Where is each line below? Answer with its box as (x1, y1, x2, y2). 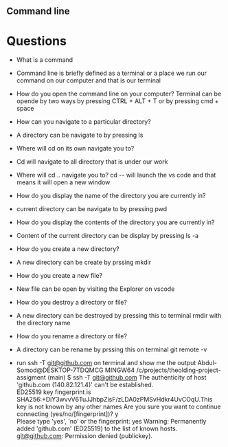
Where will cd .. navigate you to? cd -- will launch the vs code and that (16, 171, 216, 179)
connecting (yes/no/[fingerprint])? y (16, 410, 119, 418)
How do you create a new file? (16, 272, 103, 280)
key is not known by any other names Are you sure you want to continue (16, 402, 221, 411)
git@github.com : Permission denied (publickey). (16, 432, 152, 440)
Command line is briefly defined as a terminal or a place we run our (16, 69, 207, 78)
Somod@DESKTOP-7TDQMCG (16, 366, 104, 374)
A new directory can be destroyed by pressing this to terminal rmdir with (16, 312, 222, 320)
